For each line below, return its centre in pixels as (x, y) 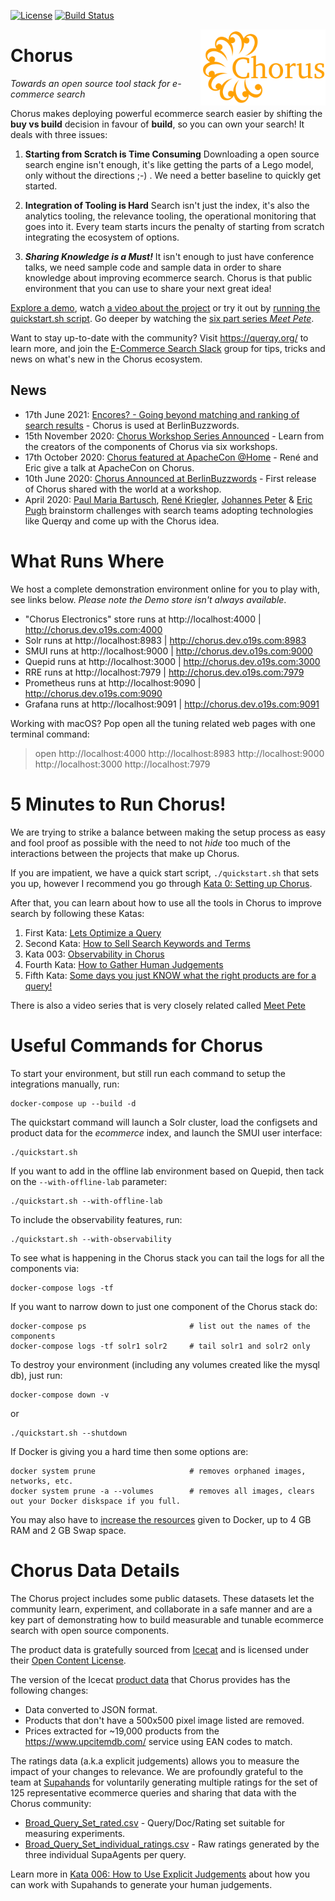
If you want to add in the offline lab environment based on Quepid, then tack (167, 1171)
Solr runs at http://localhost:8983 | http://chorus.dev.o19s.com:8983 (165, 640)
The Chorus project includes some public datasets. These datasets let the (162, 1598)
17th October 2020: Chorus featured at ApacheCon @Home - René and (171, 457)
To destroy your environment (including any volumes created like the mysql (165, 1364)
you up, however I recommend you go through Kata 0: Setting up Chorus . (161, 883)
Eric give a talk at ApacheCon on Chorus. (109, 467)
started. (41, 186)
